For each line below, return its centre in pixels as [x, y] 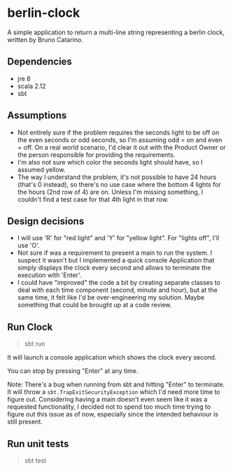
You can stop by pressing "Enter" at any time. [73, 371]
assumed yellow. [41, 169]
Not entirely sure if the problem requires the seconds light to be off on [118, 132]
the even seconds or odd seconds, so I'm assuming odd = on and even [120, 140]
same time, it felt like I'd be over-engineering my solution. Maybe [111, 297]
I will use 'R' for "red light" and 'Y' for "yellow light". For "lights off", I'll [118, 238]
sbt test [35, 461]
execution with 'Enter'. [49, 275]
